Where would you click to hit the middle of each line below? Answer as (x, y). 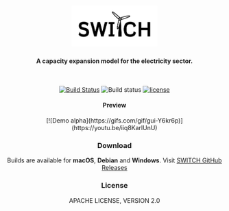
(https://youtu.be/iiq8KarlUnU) (114, 128)
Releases (114, 168)
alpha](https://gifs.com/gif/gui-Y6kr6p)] (126, 121)
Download (114, 145)
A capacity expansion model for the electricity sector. (114, 61)
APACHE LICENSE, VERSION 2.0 (114, 200)
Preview (114, 105)
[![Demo (58, 121)
